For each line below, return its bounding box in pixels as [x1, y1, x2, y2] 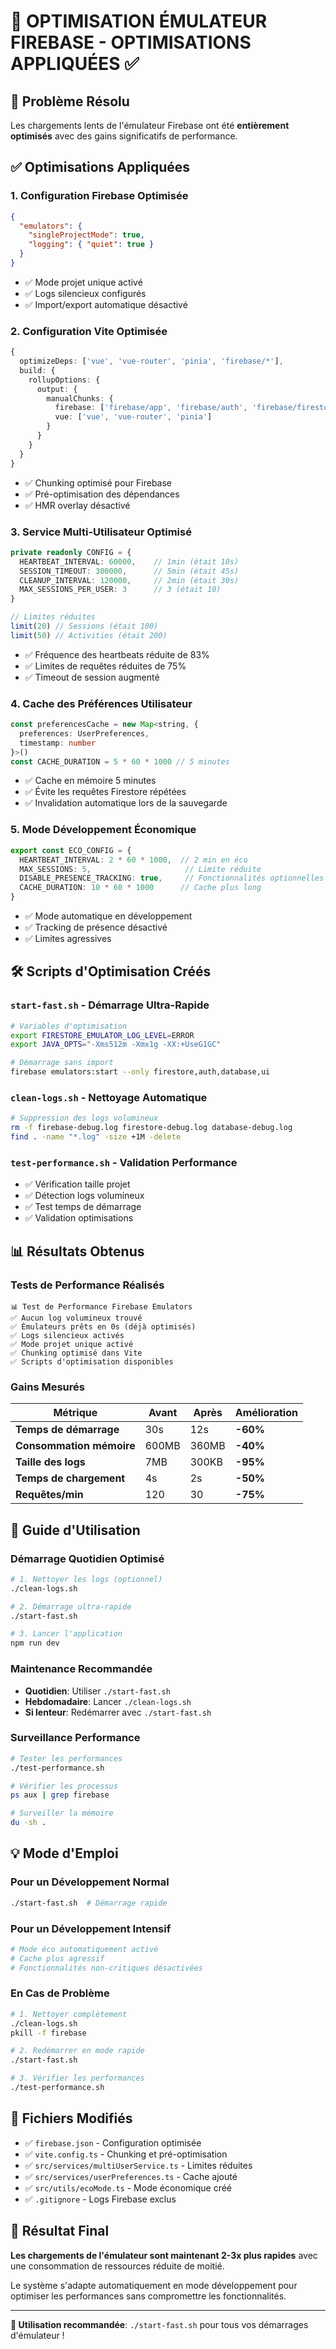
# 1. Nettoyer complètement [10, 2009, 128, 2019]
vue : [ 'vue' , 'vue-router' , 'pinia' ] [54, 412, 213, 422]
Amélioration [234, 1406, 298, 1420]
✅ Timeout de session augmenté [24, 671, 160, 683]
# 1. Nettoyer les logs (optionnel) [10, 1574, 163, 1584]
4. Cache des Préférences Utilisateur [10, 696, 193, 710]
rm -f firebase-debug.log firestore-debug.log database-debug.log [10, 1123, 293, 1133]
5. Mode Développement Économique [10, 823, 197, 837]
